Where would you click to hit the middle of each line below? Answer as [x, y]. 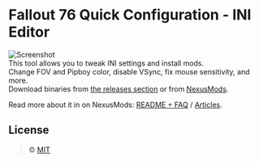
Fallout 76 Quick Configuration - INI [130, 15]
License [29, 130]
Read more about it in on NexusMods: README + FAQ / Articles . [115, 104]
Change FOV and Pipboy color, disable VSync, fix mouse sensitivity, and [129, 71]
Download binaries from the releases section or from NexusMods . [119, 89]
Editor [29, 32]
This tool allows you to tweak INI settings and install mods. [106, 63]
